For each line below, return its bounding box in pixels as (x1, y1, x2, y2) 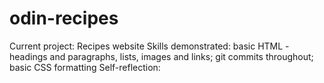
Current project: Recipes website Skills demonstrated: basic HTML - (9, 40, 290, 52)
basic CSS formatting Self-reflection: (9, 61, 161, 73)
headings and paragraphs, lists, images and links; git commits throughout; (9, 50, 314, 62)
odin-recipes (9, 7, 119, 30)
